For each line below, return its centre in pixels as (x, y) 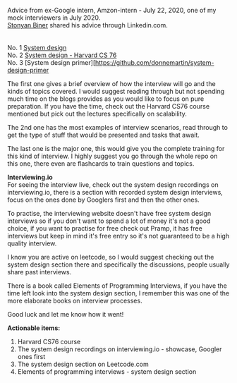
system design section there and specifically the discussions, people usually (119, 265)
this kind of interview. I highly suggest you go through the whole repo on (113, 156)
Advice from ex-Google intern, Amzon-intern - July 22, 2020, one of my (112, 10)
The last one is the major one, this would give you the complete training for (116, 148)
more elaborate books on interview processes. (75, 300)
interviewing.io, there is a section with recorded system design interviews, (115, 192)
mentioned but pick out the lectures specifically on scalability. (97, 114)
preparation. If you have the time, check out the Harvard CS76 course (109, 106)
